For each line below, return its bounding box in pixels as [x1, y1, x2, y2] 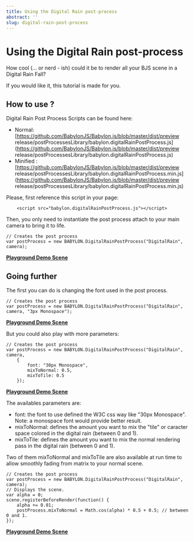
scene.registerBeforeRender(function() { [6, 497, 110, 503]
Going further [6, 271, 57, 281]
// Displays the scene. [6, 487, 65, 493]
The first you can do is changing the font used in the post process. [6, 286, 168, 293]
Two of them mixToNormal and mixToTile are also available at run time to [6, 453, 182, 460]
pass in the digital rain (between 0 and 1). [14, 442, 115, 449]
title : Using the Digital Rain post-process [6, 8, 117, 15]
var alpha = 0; [6, 491, 44, 498]
